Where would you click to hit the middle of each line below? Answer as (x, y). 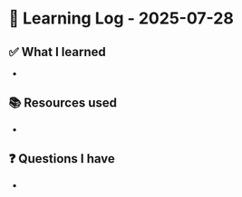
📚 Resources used (63, 103)
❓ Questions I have (62, 159)
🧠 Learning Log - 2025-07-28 (121, 19)
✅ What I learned (57, 52)
